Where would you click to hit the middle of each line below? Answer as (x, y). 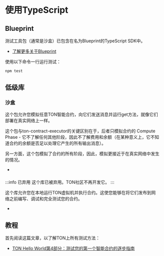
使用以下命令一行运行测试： (33, 62)
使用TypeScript (37, 10)
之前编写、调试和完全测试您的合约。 (46, 199)
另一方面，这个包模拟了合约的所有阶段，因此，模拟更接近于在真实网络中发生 (82, 154)
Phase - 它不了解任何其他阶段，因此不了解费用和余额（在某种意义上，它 (78, 137)
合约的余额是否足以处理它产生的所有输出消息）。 (58, 143)
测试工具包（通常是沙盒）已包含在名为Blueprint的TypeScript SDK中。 (75, 41)
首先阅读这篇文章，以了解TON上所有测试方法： (53, 238)
